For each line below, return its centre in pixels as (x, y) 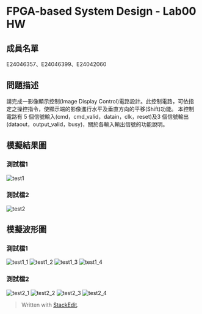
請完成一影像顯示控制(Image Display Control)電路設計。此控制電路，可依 (98, 101)
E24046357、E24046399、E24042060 (56, 64)
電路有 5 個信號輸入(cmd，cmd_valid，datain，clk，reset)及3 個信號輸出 (98, 116)
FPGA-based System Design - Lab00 (101, 11)
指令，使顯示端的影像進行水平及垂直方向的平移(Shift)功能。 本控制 (111, 109)
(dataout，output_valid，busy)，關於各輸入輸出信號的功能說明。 (87, 124)
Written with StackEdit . (50, 305)
